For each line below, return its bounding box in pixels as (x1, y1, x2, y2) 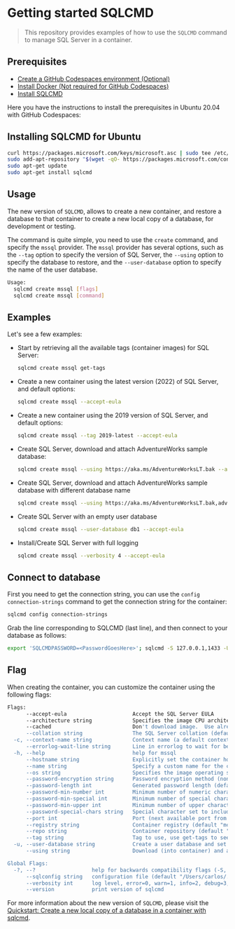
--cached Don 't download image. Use (25, 723, 215, 730)
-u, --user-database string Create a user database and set (13, 841, 227, 848)
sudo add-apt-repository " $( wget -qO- (7, 156, 120, 163)
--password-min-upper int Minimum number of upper (25, 801, 205, 808)
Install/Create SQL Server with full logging (17, 538, 138, 547)
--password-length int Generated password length (25, 782, 211, 789)
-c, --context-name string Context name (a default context (13, 737, 230, 744)
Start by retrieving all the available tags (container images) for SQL (17, 344, 210, 352)
